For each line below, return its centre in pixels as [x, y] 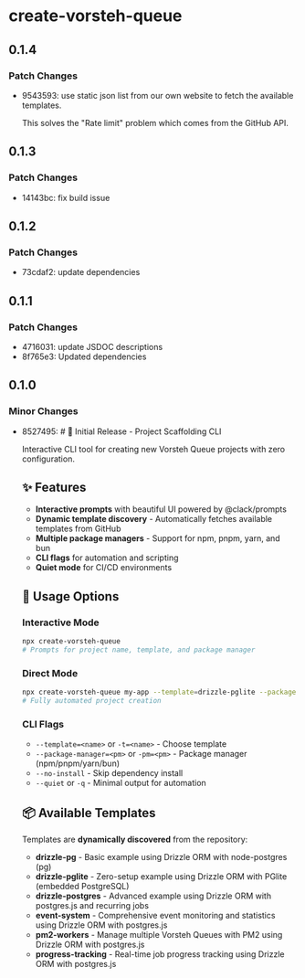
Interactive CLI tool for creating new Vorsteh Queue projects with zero [153, 449]
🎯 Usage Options [70, 596]
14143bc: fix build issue [66, 197]
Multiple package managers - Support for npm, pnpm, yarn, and [158, 538]
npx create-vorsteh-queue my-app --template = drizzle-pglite [138, 692]
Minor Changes [43, 411]
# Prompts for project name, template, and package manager [138, 650]
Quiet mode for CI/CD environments [104, 568]
